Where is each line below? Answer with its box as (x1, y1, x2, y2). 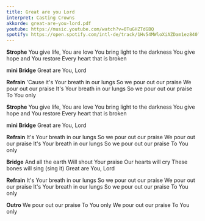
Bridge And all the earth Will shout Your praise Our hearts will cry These (6, 158, 188, 165)
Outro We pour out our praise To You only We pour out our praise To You (6, 201, 190, 209)
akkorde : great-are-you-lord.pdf (6, 20, 92, 26)
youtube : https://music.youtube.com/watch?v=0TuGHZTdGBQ (6, 26, 154, 32)
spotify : (6, 32, 29, 38)
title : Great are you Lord (6, 9, 75, 15)
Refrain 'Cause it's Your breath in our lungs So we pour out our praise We (6, 79, 192, 86)
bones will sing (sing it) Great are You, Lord (6, 165, 115, 172)
